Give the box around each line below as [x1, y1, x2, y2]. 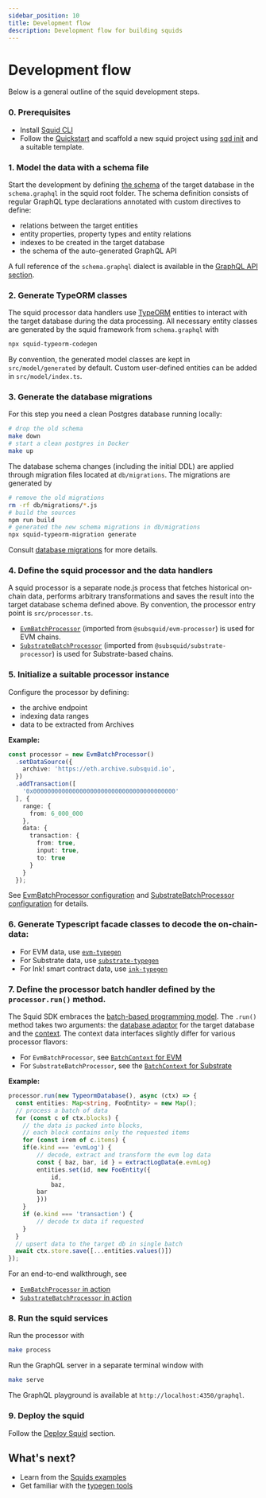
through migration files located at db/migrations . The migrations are [8, 470, 230, 479]
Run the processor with [8, 1331, 85, 1340]
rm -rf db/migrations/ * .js [8, 501, 98, 509]
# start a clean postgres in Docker [8, 439, 129, 448]
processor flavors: [8, 1037, 68, 1047]
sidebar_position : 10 [8, 11, 80, 20]
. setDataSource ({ [15, 758, 73, 766]
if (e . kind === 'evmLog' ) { [22, 1144, 112, 1152]
